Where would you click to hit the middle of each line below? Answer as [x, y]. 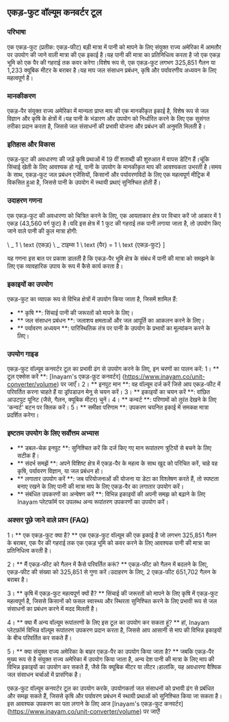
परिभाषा [16, 32]
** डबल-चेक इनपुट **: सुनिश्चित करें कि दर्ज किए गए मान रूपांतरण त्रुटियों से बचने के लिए [114, 448]
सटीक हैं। [28, 456]
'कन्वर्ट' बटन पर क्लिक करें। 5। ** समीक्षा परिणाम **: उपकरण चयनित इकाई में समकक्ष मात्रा [108, 407]
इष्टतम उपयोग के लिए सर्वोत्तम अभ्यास [53, 433]
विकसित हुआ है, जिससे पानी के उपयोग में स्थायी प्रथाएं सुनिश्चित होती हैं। [84, 183]
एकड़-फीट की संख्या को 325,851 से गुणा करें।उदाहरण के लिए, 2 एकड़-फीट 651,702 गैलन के [112, 571]
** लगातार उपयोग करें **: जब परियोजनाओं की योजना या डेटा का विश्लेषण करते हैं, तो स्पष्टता [118, 479]
